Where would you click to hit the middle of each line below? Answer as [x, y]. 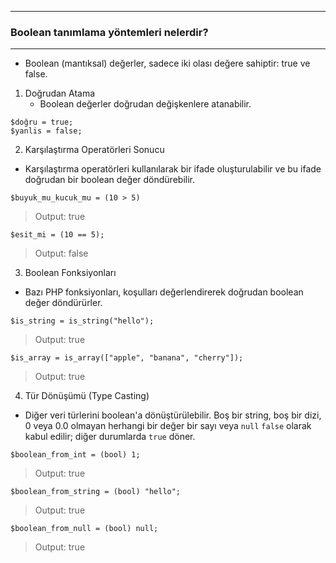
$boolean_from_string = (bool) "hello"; [96, 492]
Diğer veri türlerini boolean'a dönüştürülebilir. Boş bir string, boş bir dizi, [173, 415]
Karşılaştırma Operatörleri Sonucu [94, 150]
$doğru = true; [42, 122]
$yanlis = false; [46, 131]
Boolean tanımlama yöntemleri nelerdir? [109, 32]
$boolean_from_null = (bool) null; [84, 529]
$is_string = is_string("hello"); [82, 321]
